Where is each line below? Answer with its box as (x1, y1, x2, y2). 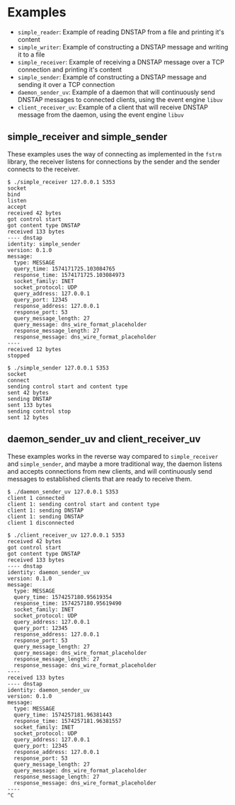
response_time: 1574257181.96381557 (13, 717, 122, 724)
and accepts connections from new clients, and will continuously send (7, 467, 212, 475)
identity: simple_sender (7, 240, 81, 248)
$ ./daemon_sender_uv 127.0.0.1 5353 (7, 488, 119, 496)
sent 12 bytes (7, 413, 50, 421)
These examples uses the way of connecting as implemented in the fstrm (7, 149, 222, 158)
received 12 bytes (7, 346, 62, 353)
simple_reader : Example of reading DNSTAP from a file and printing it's (17, 28, 224, 36)
